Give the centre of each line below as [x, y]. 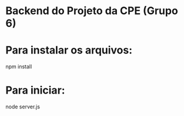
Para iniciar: [35, 90]
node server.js [23, 107]
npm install [19, 67]
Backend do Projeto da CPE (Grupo [92, 11]
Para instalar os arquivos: [69, 50]
